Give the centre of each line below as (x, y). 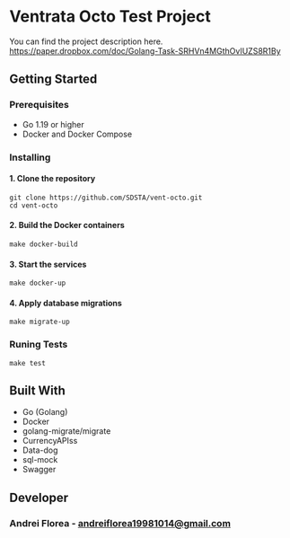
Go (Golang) (45, 412)
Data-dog (40, 450)
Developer (39, 497)
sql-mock (40, 460)
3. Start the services (48, 264)
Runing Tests (39, 345)
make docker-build (44, 244)
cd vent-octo (34, 205)
